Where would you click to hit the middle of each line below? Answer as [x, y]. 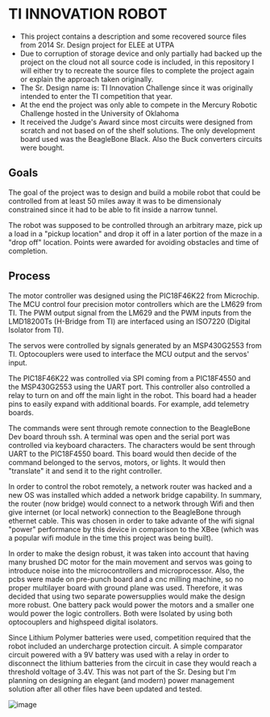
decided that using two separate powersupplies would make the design [127, 596]
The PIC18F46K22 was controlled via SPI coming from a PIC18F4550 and [130, 378]
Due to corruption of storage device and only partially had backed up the [141, 53]
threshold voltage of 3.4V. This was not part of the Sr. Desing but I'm [122, 671]
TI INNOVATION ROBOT [88, 14]
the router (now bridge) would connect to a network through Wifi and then [131, 504]
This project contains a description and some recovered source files [133, 36]
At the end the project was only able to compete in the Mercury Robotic [139, 105]
